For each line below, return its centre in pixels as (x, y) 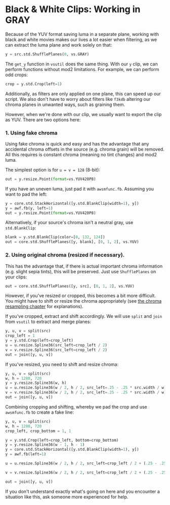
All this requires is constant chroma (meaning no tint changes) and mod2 (81, 154)
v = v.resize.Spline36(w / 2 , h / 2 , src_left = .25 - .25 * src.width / (82, 392)
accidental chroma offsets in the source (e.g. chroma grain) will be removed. (85, 149)
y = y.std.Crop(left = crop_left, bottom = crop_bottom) (62, 440)
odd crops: (16, 75)
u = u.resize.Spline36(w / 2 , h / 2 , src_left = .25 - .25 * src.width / (82, 388)
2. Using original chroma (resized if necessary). (65, 255)
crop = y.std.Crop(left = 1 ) (34, 84)
